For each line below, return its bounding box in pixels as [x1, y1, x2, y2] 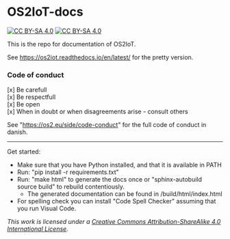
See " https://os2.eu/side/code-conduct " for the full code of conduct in [7, 121, 207, 129]
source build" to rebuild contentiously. [16, 182, 125, 191]
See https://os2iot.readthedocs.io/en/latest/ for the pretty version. [7, 53, 194, 61]
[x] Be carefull [7, 86, 47, 94]
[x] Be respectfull [7, 93, 56, 101]
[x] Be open [7, 100, 40, 109]
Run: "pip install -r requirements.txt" [16, 168, 120, 176]
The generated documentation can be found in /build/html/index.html [27, 190, 222, 198]
